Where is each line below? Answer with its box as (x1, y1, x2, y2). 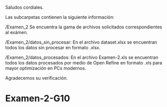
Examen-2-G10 (5, 93, 70, 104)
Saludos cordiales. (5, 5, 44, 10)
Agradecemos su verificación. (5, 75, 68, 81)
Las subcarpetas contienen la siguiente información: (5, 14, 115, 20)
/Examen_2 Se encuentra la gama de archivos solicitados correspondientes (5, 24, 162, 30)
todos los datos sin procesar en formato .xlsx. (5, 45, 101, 50)
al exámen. (5, 29, 28, 35)
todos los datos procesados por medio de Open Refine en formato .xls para (5, 60, 162, 65)
